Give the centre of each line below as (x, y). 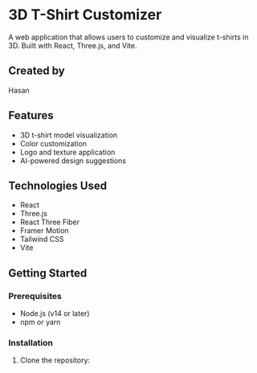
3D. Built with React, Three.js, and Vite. (73, 45)
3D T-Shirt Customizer (85, 15)
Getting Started (48, 273)
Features (31, 115)
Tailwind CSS (42, 240)
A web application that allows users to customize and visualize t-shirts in (128, 37)
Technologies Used (57, 185)
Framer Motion (45, 231)
